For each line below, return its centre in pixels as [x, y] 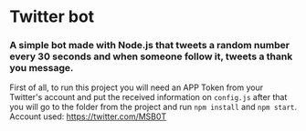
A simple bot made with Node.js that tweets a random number [150, 45]
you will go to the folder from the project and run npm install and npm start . [153, 107]
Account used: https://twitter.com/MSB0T [88, 116]
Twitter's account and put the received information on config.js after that [148, 97]
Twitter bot [52, 17]
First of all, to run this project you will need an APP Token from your [137, 87]
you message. [42, 68]
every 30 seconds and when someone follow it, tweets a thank [151, 56]
